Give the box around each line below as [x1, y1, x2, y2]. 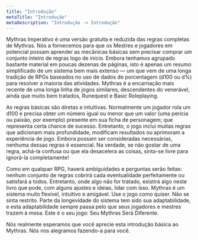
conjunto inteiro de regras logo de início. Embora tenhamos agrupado [6, 54, 176, 62]
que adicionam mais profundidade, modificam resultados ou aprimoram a [6, 129, 185, 136]
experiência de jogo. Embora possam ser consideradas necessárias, [6, 135, 173, 142]
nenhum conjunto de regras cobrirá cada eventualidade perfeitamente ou [6, 172, 185, 179]
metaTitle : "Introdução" [6, 14, 67, 20]
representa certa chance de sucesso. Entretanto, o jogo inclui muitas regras [6, 122, 191, 130]
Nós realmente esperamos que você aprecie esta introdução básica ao [6, 221, 179, 228]
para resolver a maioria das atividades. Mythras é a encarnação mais [6, 80, 174, 87]
